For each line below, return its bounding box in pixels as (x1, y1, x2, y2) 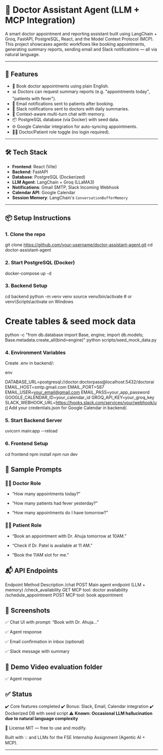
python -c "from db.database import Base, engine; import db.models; (5, 332, 144, 338)
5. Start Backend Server (5, 417, 63, 424)
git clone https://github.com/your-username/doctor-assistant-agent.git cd (5, 242, 153, 248)
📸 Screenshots (5, 606, 50, 614)
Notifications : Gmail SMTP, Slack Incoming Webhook (12, 184, 119, 190)
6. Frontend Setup (5, 440, 49, 447)
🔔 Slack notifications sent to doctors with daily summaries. (12, 106, 130, 111)
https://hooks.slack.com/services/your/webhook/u (55, 400, 157, 406)
